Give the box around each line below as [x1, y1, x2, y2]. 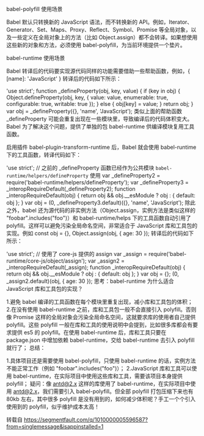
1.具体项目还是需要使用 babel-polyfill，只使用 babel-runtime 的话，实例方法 [6, 357, 196, 364]
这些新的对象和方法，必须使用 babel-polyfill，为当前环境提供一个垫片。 [6, 42, 186, 48]
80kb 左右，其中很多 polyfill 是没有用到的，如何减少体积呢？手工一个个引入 [6, 396, 196, 402]
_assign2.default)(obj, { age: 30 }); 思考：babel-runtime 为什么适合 [6, 277, 174, 285]
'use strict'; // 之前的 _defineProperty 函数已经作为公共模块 [6, 164, 155, 171]
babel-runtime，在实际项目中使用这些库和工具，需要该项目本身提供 [13, 372, 183, 380]
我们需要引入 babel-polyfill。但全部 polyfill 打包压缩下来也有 [42, 388, 194, 395]
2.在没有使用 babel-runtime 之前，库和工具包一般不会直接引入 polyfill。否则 [6, 306, 197, 313]
